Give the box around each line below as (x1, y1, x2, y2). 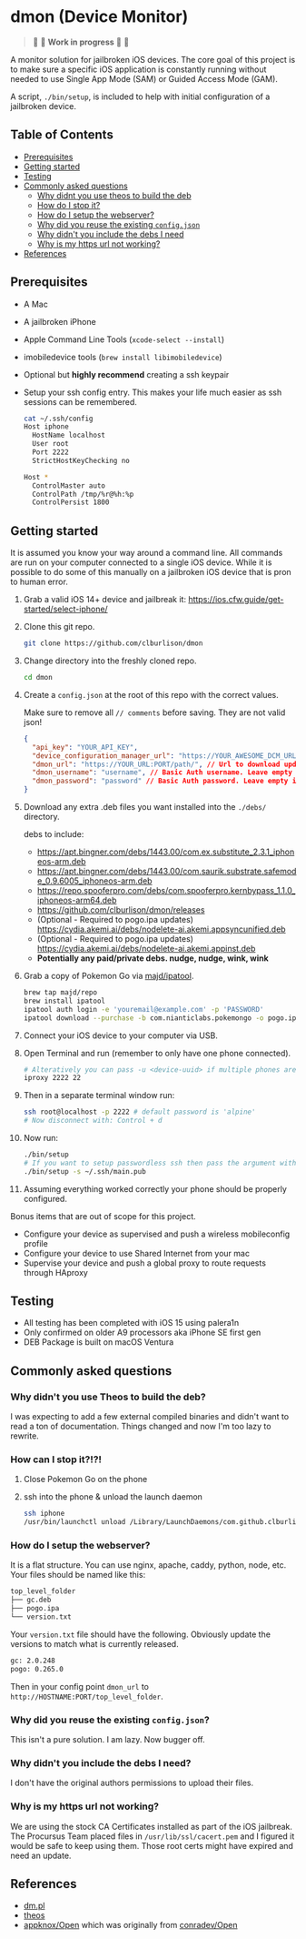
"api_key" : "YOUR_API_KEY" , (32, 742, 139, 752)
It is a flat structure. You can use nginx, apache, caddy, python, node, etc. (10, 1560, 287, 1570)
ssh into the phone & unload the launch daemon (23, 1491, 203, 1502)
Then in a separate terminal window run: (23, 1090, 175, 1101)
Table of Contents (10, 127, 114, 143)
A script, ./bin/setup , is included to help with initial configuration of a (10, 91, 271, 102)
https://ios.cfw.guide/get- (188, 594, 284, 605)
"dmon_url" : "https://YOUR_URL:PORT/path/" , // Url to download (32, 760, 281, 769)
